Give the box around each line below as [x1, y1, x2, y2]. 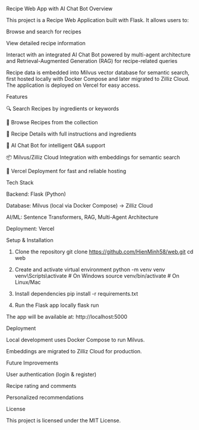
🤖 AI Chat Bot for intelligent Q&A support [6, 142, 106, 149]
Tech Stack [6, 179, 34, 186]
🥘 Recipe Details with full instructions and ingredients [6, 130, 137, 137]
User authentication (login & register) [6, 371, 97, 378]
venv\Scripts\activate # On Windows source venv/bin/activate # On [14, 272, 180, 279]
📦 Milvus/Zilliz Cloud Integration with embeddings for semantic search [6, 154, 180, 161]
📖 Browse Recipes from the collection [6, 119, 98, 125]
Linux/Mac [14, 279, 41, 285]
